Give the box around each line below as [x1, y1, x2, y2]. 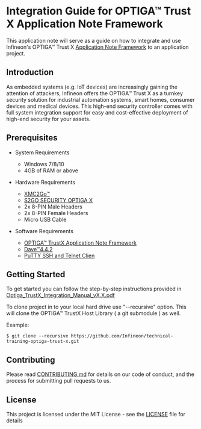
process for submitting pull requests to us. [6, 377, 111, 384]
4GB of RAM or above [23, 167, 78, 174]
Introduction [6, 67, 54, 78]
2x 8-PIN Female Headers [23, 209, 88, 216]
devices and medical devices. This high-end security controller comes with [6, 102, 193, 110]
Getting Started [6, 269, 66, 280]
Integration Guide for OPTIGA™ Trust [6, 4, 191, 18]
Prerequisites [6, 133, 58, 143]
